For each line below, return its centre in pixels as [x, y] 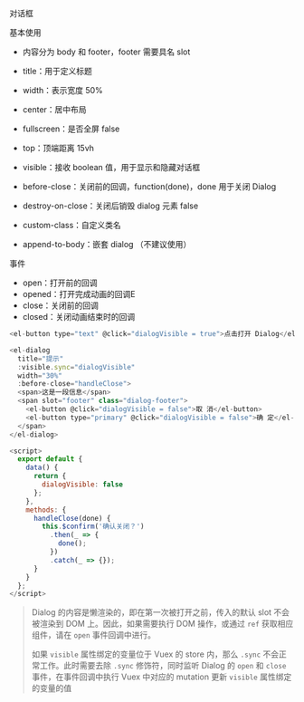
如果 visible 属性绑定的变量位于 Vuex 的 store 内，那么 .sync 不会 [155, 654]
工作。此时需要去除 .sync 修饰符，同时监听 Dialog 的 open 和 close [163, 666]
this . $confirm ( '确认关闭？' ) [93, 527]
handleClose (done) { [72, 518]
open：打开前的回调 [60, 283]
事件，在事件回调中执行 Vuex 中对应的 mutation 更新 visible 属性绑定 [161, 677]
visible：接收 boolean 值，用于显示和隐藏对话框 [111, 167]
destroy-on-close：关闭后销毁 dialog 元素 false [110, 206]
